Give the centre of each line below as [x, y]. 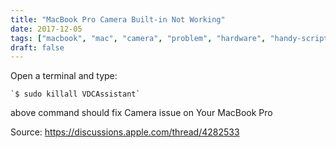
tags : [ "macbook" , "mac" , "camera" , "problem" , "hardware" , [138, 38]
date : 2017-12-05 [46, 29]
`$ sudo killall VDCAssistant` [75, 94]
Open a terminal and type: [64, 76]
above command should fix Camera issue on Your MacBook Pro [141, 113]
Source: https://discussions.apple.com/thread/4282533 [125, 132]
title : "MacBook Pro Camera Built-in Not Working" [118, 19]
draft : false [37, 47]
